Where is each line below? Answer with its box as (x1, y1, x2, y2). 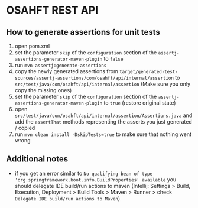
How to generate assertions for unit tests (6, 27, 161, 37)
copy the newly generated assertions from (14, 68, 118, 74)
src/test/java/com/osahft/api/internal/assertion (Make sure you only (14, 80, 191, 87)
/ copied (14, 125, 35, 131)
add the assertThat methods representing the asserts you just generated (14, 118, 192, 125)
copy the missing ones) (14, 87, 72, 93)
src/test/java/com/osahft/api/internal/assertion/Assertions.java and (14, 112, 193, 119)
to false (103, 56, 124, 62)
